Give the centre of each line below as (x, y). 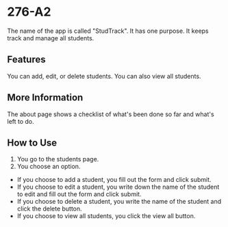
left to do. (21, 121)
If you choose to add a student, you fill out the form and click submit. (114, 180)
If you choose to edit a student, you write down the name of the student (118, 187)
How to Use (32, 143)
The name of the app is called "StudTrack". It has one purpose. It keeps (108, 31)
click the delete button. (49, 209)
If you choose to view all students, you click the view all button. (106, 216)
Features (26, 60)
